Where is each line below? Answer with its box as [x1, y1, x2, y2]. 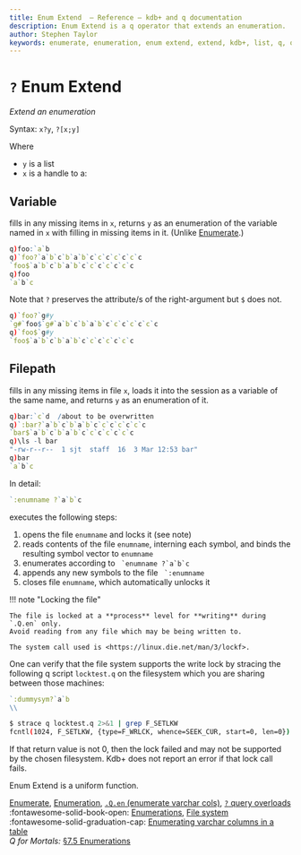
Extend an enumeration [9, 107, 96, 117]
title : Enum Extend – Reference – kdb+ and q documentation [9, 13, 243, 22]
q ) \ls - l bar [9, 436, 58, 446]
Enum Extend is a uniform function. [9, 781, 139, 791]
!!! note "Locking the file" [9, 593, 101, 605]
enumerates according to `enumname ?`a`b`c [21, 557, 190, 568]
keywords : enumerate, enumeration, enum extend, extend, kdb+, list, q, [9, 38, 287, 47]
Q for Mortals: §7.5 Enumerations [9, 835, 132, 847]
